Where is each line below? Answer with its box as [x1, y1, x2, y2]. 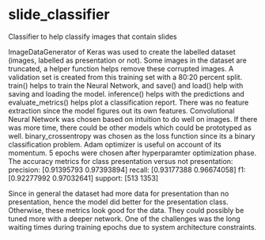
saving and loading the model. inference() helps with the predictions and [8, 89, 245, 98]
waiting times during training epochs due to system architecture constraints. [8, 222, 257, 231]
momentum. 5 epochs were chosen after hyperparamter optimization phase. [8, 148, 257, 158]
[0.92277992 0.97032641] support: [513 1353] [8, 173, 159, 183]
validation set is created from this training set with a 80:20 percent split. [8, 72, 243, 82]
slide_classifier [8, 6, 110, 24]
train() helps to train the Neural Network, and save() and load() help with [8, 81, 244, 90]
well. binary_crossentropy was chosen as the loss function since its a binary [8, 131, 256, 140]
